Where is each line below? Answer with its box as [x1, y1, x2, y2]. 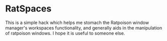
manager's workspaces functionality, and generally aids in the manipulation [5, 24, 162, 30]
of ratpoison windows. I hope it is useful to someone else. [5, 30, 125, 36]
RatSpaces [5, 3, 52, 14]
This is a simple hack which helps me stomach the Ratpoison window [5, 19, 149, 25]
